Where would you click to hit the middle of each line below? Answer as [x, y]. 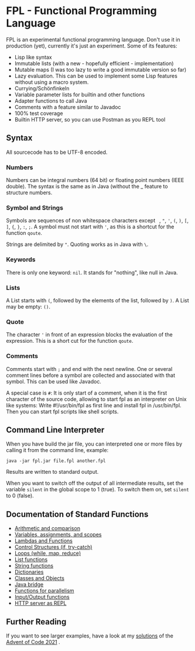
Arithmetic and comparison [47, 528]
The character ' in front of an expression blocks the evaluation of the [89, 335]
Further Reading [36, 621]
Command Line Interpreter [55, 430]
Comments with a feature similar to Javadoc [68, 107]
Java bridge [29, 585]
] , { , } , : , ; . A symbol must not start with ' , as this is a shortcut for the [90, 227]
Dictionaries [29, 572]
